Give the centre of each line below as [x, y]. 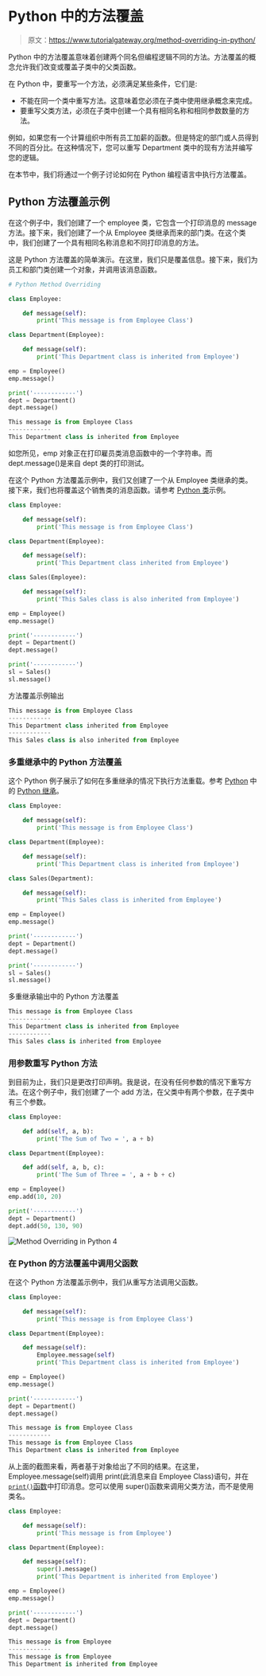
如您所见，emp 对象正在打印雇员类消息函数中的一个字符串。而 [110, 453]
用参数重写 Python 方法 [53, 1063]
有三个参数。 [29, 1102]
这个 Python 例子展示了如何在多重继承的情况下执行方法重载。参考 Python [128, 781]
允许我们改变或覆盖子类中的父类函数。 [77, 67]
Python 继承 [37, 791]
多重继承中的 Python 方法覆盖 [65, 762]
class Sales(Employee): [48, 578]
